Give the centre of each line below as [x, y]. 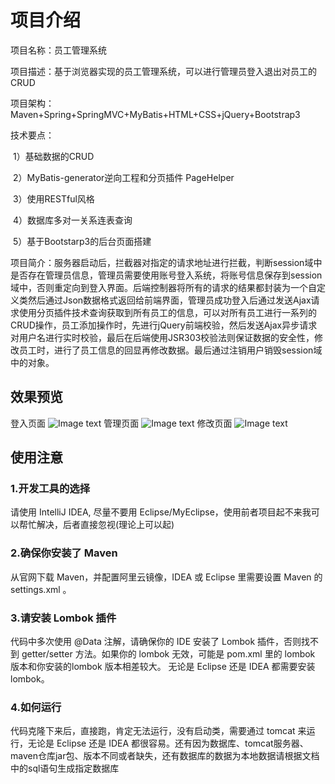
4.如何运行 [36, 707]
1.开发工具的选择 [50, 489]
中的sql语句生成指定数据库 [65, 768]
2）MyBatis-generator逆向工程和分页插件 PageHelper [123, 177]
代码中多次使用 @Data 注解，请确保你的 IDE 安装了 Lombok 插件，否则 [156, 642]
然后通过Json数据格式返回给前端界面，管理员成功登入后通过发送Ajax [169, 300]
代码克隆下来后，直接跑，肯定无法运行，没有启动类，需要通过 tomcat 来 [158, 731]
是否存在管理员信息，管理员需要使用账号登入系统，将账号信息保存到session [166, 275]
